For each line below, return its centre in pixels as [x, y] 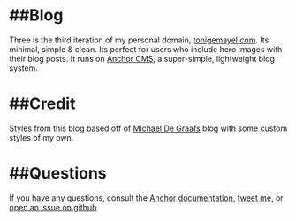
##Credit [42, 104]
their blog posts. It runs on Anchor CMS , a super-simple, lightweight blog [142, 58]
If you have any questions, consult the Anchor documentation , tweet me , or [147, 198]
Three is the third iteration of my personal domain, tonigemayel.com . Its [139, 40]
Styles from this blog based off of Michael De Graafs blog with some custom [148, 128]
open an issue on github [53, 207]
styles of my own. [42, 137]
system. [23, 68]
